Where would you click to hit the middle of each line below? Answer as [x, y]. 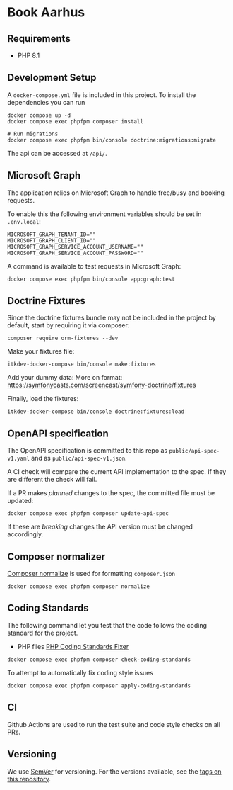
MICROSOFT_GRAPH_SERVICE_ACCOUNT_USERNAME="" [75, 247]
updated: [20, 501]
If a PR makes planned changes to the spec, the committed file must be [111, 493]
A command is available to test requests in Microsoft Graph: [94, 266]
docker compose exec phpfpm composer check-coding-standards [99, 660]
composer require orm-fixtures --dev [63, 338]
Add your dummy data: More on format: [65, 378]
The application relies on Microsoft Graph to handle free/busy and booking [116, 193]
